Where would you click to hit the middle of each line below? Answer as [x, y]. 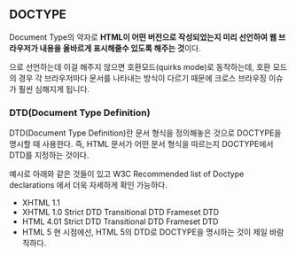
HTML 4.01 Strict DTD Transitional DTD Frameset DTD [120, 221]
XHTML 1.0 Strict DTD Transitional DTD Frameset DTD [121, 213]
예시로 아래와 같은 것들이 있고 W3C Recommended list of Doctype [127, 174]
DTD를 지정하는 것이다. [49, 155]
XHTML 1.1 [41, 203]
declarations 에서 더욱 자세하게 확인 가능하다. [89, 185]
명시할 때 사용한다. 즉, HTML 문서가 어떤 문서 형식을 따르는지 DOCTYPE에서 [141, 144]
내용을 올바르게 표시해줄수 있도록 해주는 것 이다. [120, 48]
